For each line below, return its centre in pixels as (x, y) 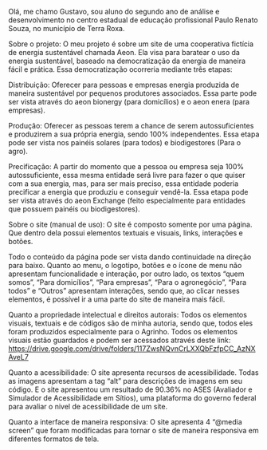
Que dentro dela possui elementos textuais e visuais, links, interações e (126, 233)
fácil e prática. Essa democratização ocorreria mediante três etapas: (120, 69)
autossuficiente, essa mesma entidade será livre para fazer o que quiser (127, 175)
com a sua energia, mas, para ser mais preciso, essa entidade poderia (124, 184)
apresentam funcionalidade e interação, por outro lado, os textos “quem (126, 274)
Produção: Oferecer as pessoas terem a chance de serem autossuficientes (131, 126)
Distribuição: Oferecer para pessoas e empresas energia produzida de (124, 85)
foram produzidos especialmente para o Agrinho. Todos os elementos (123, 332)
